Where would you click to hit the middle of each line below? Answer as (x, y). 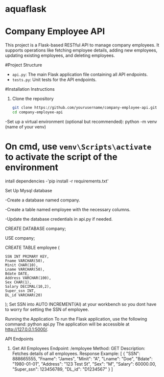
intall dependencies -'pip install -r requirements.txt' (57, 181)
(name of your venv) (26, 126)
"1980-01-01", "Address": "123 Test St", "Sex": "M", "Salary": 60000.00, (84, 364)
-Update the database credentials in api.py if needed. (59, 219)
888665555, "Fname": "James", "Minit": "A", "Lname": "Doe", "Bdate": (82, 358)
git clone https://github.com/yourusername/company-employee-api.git (85, 108)
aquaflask (26, 9)
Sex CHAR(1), (18, 282)
